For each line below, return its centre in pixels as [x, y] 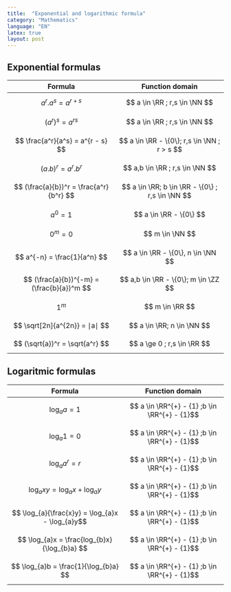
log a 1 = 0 [65, 437]
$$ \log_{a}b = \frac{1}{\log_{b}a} [65, 566]
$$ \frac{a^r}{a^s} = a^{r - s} [61, 141]
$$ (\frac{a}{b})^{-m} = [61, 279]
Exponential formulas [54, 67]
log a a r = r [65, 463]
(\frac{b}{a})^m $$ [61, 288]
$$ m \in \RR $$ [169, 307]
